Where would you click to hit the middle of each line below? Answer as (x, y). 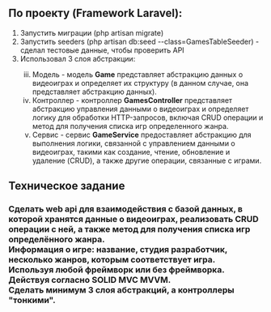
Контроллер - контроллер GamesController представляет (132, 100)
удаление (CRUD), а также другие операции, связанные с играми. (147, 160)
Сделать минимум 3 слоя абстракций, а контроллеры (121, 290)
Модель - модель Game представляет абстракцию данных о (138, 74)
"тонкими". (32, 301)
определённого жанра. (57, 240)
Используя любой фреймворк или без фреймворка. (116, 270)
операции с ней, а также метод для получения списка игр (129, 229)
